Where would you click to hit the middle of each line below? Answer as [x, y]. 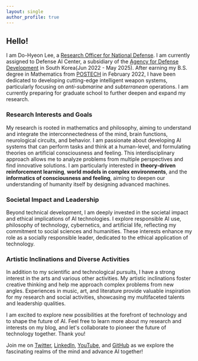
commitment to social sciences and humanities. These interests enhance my [99, 231]
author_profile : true [33, 17]
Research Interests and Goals [49, 115]
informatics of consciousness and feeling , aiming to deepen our [86, 178]
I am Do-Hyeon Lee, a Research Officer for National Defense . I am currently [98, 55]
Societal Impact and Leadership [53, 199]
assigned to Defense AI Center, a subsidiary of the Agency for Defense [92, 62]
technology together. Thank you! [46, 334]
